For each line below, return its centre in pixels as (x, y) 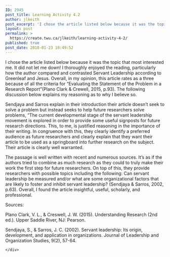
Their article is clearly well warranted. (45, 147)
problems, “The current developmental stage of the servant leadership (79, 115)
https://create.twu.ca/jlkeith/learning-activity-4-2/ (69, 39)
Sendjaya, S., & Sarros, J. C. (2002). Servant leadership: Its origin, (74, 230)
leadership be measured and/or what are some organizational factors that (82, 178)
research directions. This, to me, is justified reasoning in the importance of (83, 126)
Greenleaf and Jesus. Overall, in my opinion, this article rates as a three (80, 78)
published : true (22, 43)
